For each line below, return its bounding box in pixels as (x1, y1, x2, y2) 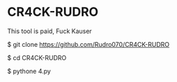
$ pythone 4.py (7, 67, 51, 75)
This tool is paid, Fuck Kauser (7, 27, 92, 35)
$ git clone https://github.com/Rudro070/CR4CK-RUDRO (7, 40, 170, 48)
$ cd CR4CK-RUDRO (7, 53, 67, 62)
